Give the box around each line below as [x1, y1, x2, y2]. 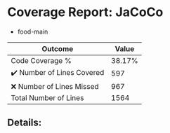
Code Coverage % [11, 55, 72, 65]
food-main [17, 27, 48, 36]
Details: [7, 117, 42, 129]
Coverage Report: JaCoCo [7, 4, 164, 20]
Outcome [41, 43, 74, 53]
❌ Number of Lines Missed [11, 81, 100, 91]
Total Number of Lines [11, 92, 84, 102]
